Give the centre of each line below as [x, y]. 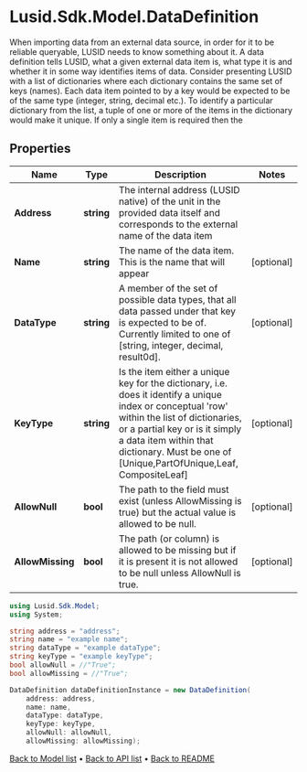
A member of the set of [168, 288]
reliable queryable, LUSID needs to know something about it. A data [137, 51]
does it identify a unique [170, 394]
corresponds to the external [178, 224]
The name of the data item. [176, 251]
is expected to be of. [163, 322]
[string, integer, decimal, [171, 345]
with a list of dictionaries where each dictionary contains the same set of [146, 80]
